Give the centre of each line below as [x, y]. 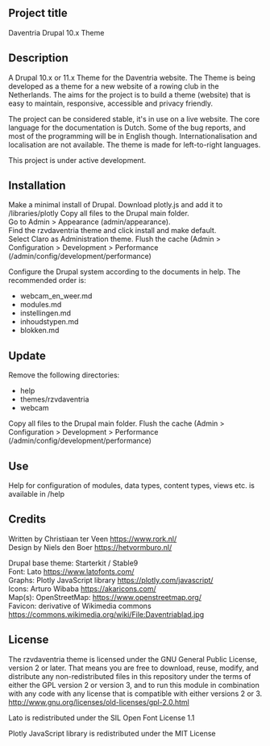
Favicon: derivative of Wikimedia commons [80, 606]
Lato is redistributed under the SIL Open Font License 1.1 [102, 718]
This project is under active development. [77, 160]
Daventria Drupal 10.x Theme [56, 32]
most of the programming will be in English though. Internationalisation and [133, 135]
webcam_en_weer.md [56, 296]
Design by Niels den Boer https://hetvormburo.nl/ [90, 547]
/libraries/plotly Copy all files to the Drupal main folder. [99, 214]
